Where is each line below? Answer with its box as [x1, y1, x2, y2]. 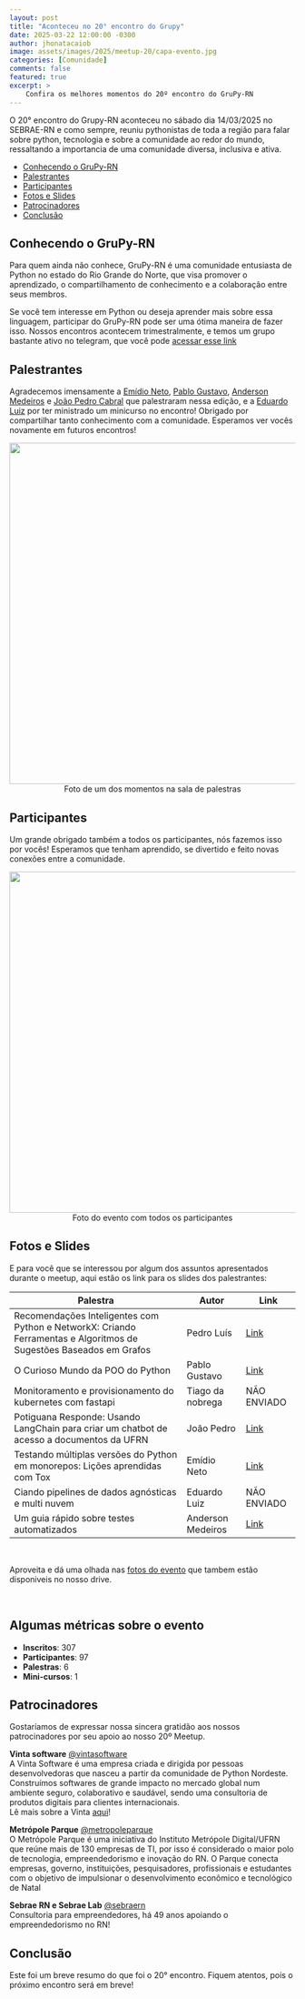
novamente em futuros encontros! [9, 425, 137, 436]
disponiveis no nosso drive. [9, 1573, 112, 1584]
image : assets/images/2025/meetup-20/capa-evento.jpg [9, 47, 218, 56]
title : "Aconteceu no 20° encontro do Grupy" [9, 22, 184, 31]
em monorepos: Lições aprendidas [14, 1459, 162, 1472]
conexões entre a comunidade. [9, 853, 125, 864]
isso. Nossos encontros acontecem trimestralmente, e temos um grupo [9, 326, 275, 337]
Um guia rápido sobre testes [14, 1511, 134, 1524]
